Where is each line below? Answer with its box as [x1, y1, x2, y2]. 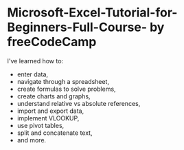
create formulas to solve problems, [16, 85, 116, 93]
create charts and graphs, [16, 92, 91, 100]
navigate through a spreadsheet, [16, 77, 110, 85]
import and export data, [16, 107, 84, 115]
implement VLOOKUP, [16, 114, 80, 122]
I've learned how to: [7, 56, 64, 65]
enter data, [16, 70, 49, 78]
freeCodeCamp [7, 34, 97, 50]
